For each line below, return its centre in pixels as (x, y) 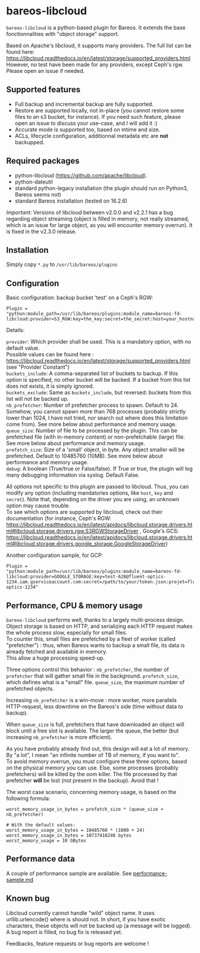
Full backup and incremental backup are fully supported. (84, 104)
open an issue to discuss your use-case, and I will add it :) (86, 123)
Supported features (43, 90)
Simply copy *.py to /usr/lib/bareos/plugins (62, 265)
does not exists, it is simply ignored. (50, 386)
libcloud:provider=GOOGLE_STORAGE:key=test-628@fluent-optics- (86, 577)
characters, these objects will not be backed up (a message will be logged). (99, 926)
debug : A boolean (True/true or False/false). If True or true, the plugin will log (99, 469)
